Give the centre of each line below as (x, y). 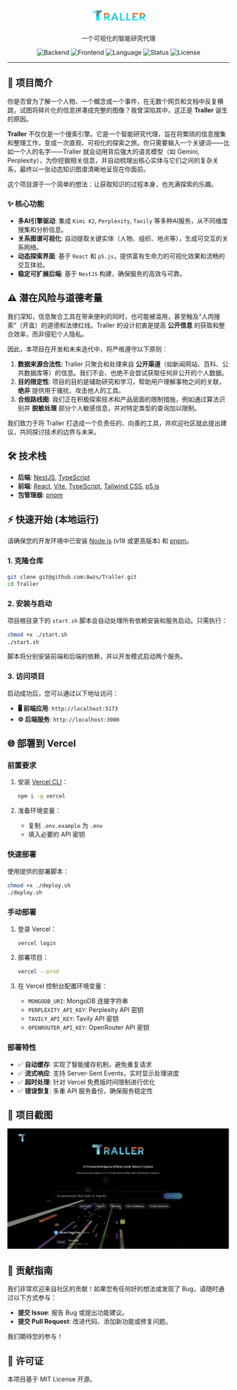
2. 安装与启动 (30, 604)
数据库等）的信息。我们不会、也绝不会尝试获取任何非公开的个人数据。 (126, 372)
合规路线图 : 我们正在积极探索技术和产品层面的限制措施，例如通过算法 (118, 399)
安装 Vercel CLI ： (43, 782)
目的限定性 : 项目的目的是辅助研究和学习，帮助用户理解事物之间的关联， (121, 382)
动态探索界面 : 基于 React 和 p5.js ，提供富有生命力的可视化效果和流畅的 (121, 256)
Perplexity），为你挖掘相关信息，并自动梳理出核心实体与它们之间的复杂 (110, 160)
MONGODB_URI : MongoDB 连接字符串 (78, 1001)
